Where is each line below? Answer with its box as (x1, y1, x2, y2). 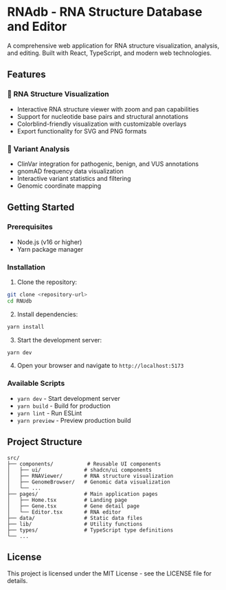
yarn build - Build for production (16, 402, 111, 410)
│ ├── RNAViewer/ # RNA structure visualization (7, 472, 174, 479)
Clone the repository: (16, 278, 78, 286)
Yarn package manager (16, 245, 84, 253)
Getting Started (7, 201, 75, 213)
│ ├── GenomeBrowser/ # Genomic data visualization (7, 479, 170, 485)
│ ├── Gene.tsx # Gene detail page (7, 503, 139, 510)
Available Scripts (7, 379, 65, 389)
